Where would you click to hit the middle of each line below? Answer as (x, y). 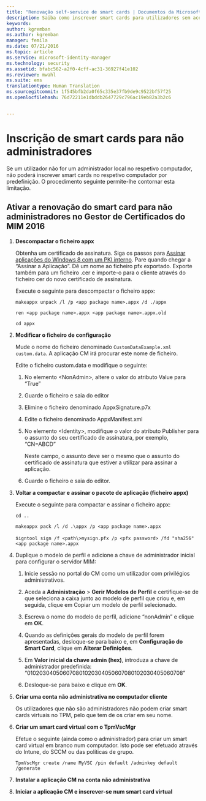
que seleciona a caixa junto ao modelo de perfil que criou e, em (105, 598)
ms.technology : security (38, 63)
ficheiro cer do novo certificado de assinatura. (74, 279)
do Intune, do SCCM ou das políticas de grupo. (74, 751)
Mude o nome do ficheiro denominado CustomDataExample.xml (93, 347)
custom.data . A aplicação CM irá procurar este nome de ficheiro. (97, 353)
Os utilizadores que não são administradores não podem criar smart (101, 709)
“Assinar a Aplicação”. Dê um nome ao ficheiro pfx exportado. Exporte (104, 266)
